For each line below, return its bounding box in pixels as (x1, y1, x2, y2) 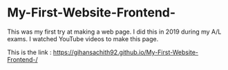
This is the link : (7, 48, 52, 56)
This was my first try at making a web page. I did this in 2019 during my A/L (7, 27, 222, 36)
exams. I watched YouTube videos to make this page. (7, 34, 159, 43)
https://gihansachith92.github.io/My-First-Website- (53, 48, 199, 56)
